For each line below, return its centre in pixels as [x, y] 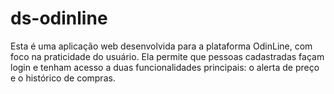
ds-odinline [59, 18]
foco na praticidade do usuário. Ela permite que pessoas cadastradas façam [167, 56]
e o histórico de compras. [63, 78]
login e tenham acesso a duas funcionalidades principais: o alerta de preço [165, 67]
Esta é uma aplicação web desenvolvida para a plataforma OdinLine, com [161, 46]
